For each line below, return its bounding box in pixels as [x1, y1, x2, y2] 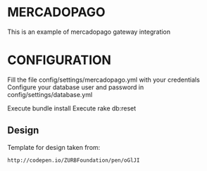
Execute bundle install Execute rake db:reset [7, 103, 137, 113]
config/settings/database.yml [7, 90, 93, 99]
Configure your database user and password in [7, 82, 144, 91]
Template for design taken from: [7, 143, 101, 151]
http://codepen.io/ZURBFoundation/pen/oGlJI [7, 156, 140, 164]
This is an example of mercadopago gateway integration [7, 27, 171, 36]
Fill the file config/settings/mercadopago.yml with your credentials [7, 75, 201, 84]
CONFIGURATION [7, 52, 111, 68]
